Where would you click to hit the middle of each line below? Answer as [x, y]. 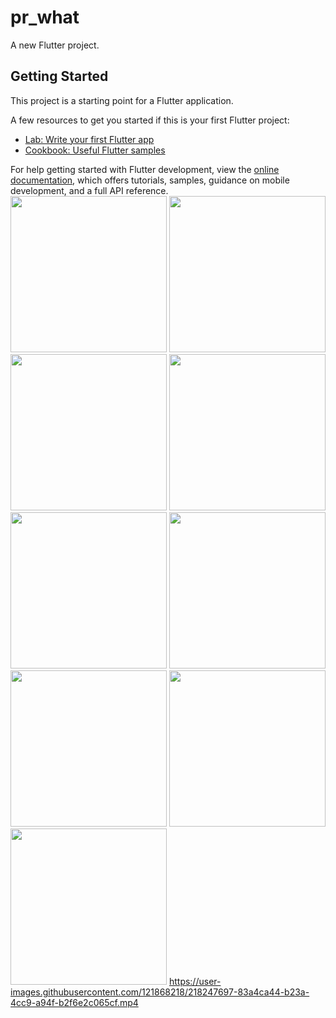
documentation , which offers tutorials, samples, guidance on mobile [150, 180]
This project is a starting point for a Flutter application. [122, 100]
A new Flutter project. [55, 45]
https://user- [195, 981]
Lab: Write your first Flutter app [89, 139]
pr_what [45, 17]
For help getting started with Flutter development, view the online [145, 169]
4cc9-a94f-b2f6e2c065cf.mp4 [74, 1002]
